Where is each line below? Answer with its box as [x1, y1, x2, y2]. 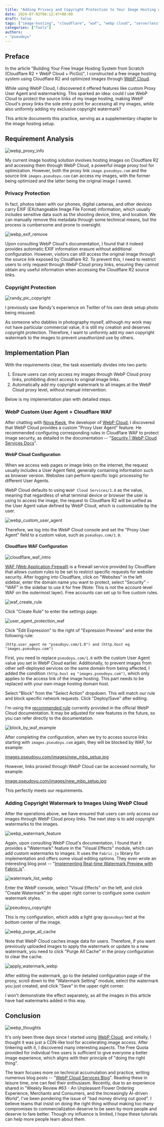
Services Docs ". [5, 440, 38, 446]
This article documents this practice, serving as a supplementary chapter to [5, 115, 158, 121]
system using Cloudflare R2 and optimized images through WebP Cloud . [5, 76, 150, 81]
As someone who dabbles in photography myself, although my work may [5, 319, 152, 325]
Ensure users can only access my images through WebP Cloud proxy [12, 371, 151, 377]
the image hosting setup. [5, 121, 55, 126]
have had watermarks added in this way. [5, 997, 86, 1003]
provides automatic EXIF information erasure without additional [5, 246, 132, 252]
